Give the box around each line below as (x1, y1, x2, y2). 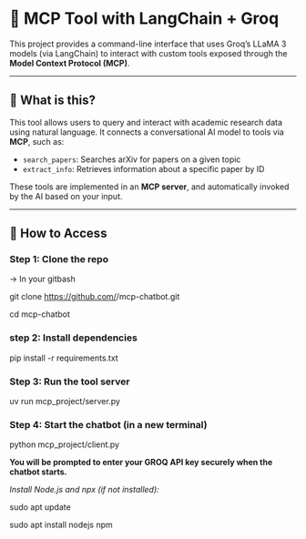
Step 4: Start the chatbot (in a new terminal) (9, 418, 208, 431)
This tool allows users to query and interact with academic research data (9, 117, 283, 127)
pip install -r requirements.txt (9, 352, 118, 363)
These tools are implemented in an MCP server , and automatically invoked (9, 181, 290, 192)
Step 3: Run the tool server (9, 375, 130, 388)
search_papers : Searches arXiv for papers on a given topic (22, 154, 241, 165)
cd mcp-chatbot (9, 309, 71, 320)
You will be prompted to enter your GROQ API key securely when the (9, 457, 273, 468)
